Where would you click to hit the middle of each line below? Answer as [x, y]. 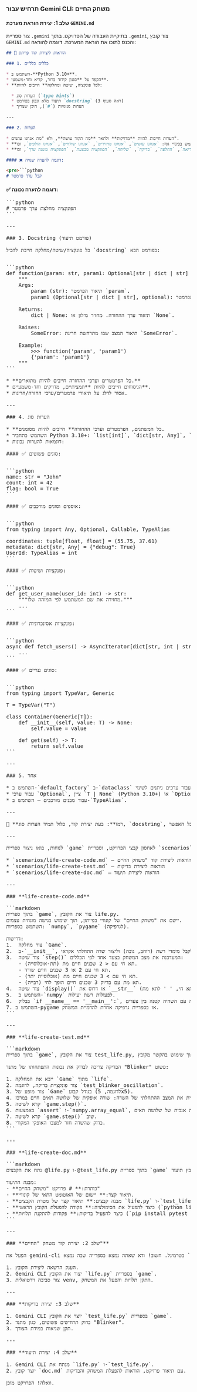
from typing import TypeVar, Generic [60, 693]
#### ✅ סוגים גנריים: [32, 670]
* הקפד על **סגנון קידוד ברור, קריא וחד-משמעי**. [58, 79]
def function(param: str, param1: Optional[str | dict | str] [97, 273]
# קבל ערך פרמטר [24, 176]
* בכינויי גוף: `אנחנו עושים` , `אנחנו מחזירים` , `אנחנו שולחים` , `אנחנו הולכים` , [94, 144]
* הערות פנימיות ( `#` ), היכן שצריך [47, 107]
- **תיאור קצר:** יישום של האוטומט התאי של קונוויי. [70, 1195]
